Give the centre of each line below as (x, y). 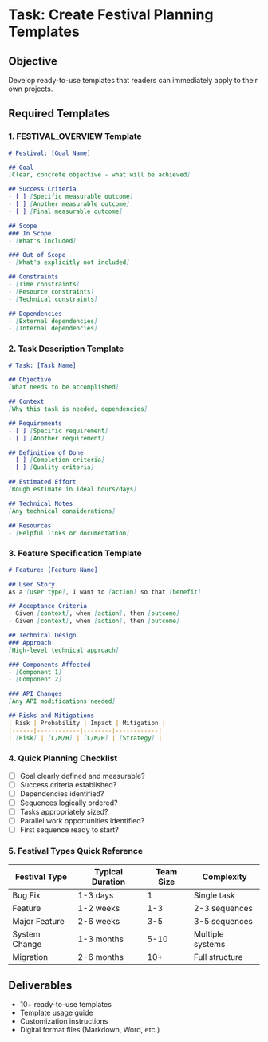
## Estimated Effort (43, 482)
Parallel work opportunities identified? (82, 821)
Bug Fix (27, 895)
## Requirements (35, 423)
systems (209, 944)
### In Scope (30, 233)
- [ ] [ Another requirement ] (57, 438)
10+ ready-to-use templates (65, 1005)
